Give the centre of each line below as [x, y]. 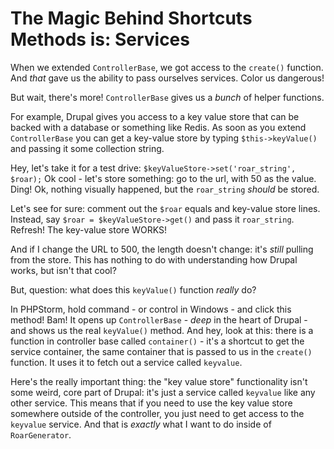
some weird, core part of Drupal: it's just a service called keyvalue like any [163, 392]
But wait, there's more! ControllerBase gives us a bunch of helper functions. [167, 97]
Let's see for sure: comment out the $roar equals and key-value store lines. [165, 208]
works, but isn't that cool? [63, 270]
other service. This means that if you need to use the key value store [151, 403]
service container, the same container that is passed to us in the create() [161, 351]
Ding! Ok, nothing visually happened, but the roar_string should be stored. [165, 189]
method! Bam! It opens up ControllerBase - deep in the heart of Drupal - [159, 319]
